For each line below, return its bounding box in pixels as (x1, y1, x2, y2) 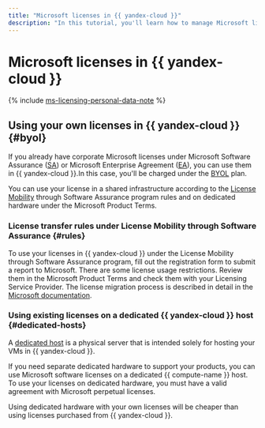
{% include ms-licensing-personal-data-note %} (8, 96, 166, 105)
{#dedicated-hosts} (8, 320, 87, 331)
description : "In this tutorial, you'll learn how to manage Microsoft (8, 19, 248, 27)
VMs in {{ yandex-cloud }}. (8, 346, 95, 355)
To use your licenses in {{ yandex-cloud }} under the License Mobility (8, 248, 234, 257)
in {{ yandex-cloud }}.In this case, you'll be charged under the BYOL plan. (8, 169, 247, 178)
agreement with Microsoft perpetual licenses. (8, 386, 156, 396)
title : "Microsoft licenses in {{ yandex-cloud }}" (8, 11, 181, 20)
